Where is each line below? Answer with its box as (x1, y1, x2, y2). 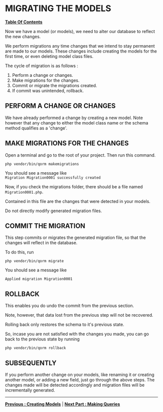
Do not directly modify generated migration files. (5, 208, 102, 214)
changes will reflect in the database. (5, 240, 78, 246)
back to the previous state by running (5, 336, 80, 342)
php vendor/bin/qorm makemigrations (5, 161, 79, 166)
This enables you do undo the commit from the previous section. (5, 303, 134, 309)
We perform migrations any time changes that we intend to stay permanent (5, 43, 155, 49)
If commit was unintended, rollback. (12, 88, 84, 93)
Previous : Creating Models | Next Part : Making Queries (5, 401, 120, 407)
